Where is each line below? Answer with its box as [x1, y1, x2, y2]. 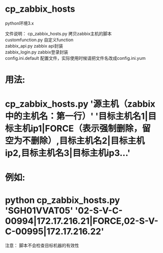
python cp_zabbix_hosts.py [5, 195, 120, 205]
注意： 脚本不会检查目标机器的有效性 [5, 243, 79, 249]
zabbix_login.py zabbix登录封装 [5, 49, 68, 55]
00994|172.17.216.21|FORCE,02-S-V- [5, 215, 159, 227]
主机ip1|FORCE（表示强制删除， [14, 123, 143, 134]
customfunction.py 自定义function [5, 37, 74, 43]
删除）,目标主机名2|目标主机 [31, 135, 145, 147]
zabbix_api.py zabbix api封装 [5, 43, 63, 49]
